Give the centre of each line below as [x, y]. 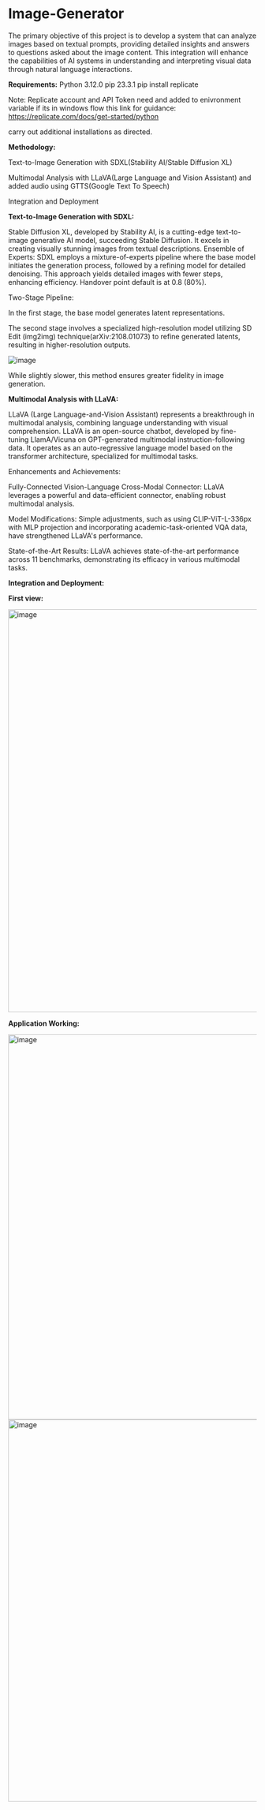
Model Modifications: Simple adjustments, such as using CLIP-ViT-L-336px [130, 518]
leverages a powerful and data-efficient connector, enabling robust [117, 495]
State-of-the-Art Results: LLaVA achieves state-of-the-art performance [123, 551]
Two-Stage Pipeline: [41, 297]
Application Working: [44, 1023]
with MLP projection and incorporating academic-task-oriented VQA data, [128, 527]
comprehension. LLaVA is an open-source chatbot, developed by [114, 431]
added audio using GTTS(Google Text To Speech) [89, 185]
